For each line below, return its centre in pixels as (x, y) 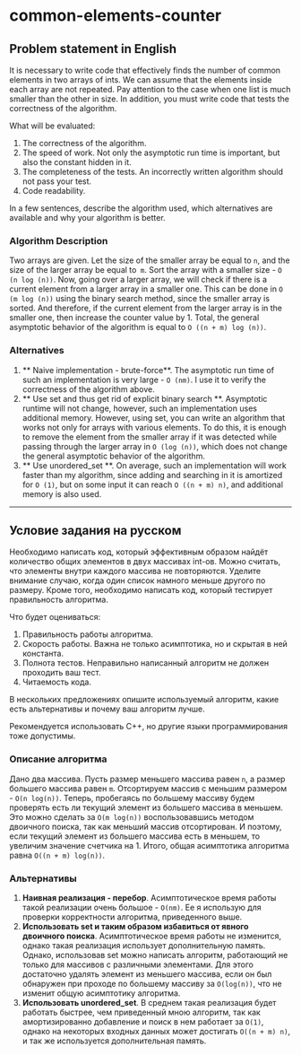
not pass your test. (57, 181)
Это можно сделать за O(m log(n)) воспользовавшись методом (132, 816)
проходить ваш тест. (61, 673)
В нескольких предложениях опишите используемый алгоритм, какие (144, 700)
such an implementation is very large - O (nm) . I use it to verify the (144, 379)
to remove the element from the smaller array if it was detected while (150, 437)
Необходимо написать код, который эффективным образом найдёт (139, 552)
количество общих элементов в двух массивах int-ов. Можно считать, (145, 562)
